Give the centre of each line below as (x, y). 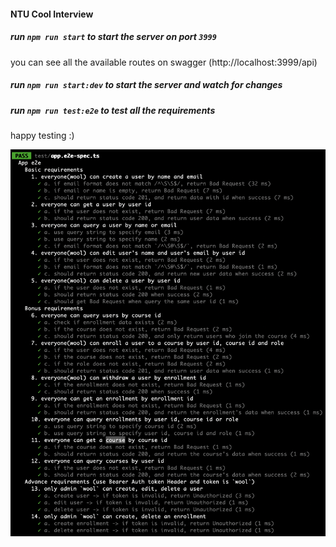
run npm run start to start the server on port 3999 (113, 37)
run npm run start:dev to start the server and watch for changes (146, 85)
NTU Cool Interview (52, 14)
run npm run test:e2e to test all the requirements (113, 110)
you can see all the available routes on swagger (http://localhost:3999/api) (164, 62)
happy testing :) (42, 135)
